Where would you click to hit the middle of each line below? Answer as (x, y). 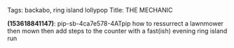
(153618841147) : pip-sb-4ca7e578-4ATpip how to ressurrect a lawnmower (116, 23)
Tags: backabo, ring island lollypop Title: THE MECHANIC (90, 10)
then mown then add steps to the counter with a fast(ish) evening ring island (117, 31)
